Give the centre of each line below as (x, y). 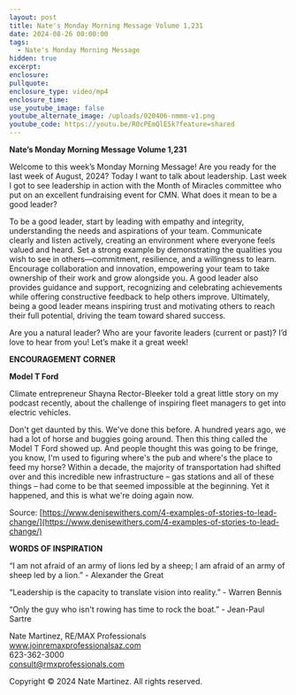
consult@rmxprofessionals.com (67, 664)
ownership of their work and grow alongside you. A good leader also (134, 278)
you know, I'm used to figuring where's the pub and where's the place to (141, 458)
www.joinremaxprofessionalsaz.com (75, 645)
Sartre (21, 619)
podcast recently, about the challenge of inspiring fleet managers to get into (148, 403)
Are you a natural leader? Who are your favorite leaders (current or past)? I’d (148, 332)
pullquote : (29, 83)
